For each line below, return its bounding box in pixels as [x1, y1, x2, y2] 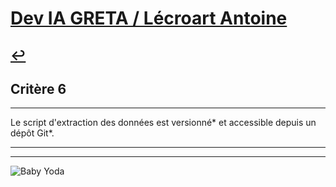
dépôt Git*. [10, 127, 55, 139]
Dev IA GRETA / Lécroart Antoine [10, 7, 288, 30]
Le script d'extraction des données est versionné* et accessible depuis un [10, 117, 317, 129]
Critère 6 [10, 80, 67, 97]
